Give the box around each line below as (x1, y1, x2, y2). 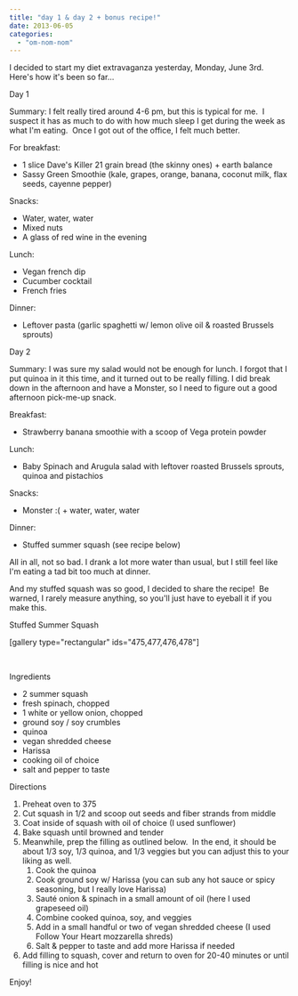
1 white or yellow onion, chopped (21, 708, 144, 718)
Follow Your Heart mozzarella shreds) (35, 931, 173, 942)
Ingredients (9, 671, 52, 682)
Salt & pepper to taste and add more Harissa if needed (35, 941, 236, 951)
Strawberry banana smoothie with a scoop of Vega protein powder (21, 426, 267, 437)
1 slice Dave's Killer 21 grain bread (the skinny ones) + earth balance (21, 159, 273, 170)
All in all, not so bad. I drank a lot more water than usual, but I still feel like (9, 557, 278, 568)
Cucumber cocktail (21, 276, 93, 287)
